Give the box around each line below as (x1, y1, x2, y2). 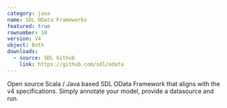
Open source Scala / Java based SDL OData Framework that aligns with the (7, 79, 221, 87)
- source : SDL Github (13, 55, 75, 62)
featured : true (7, 23, 51, 29)
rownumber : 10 (7, 29, 48, 36)
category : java (7, 10, 51, 17)
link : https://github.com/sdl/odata (19, 61, 125, 68)
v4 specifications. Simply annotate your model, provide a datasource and (7, 87, 214, 95)
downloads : (7, 49, 38, 55)
